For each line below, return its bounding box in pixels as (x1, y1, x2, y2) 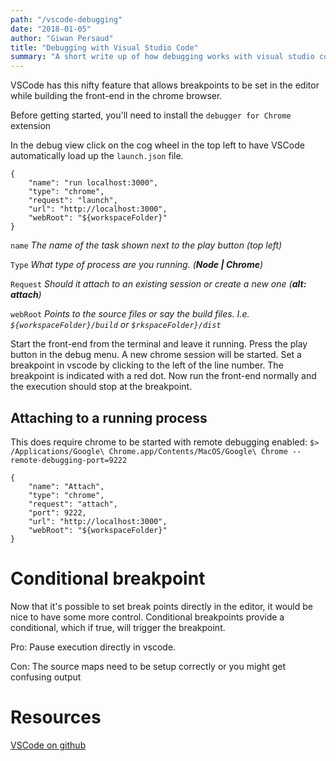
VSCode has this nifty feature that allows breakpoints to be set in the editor (10, 79, 320, 91)
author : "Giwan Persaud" (10, 33, 114, 43)
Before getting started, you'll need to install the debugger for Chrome (10, 109, 292, 121)
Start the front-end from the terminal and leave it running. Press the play (10, 338, 308, 350)
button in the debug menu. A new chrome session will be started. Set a (10, 349, 302, 361)
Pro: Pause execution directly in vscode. (10, 641, 177, 653)
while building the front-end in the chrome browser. (10, 90, 223, 102)
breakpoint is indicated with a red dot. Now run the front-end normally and (10, 370, 317, 382)
